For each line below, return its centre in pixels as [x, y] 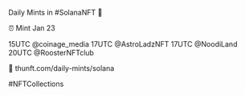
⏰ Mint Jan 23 [32, 28]
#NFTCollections [36, 84]
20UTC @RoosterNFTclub [51, 53]
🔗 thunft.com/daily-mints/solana [61, 68]
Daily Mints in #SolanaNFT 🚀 [55, 12]
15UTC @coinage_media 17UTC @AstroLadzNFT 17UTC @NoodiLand [123, 44]
